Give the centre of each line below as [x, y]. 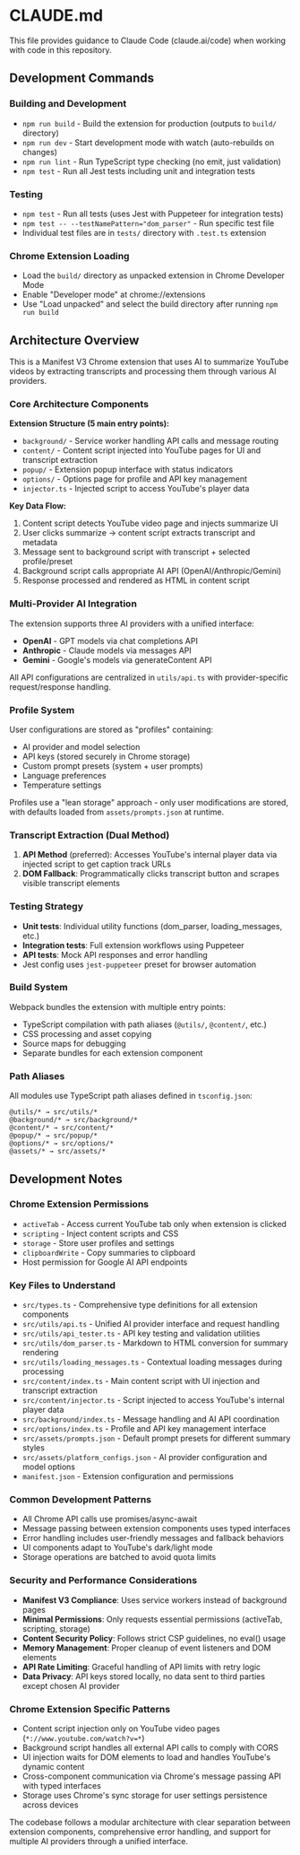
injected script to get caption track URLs [97, 864]
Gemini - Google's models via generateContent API [117, 659]
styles [33, 1448]
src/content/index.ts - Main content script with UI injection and [141, 1381]
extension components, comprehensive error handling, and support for [140, 1832]
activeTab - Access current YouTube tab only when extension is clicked [154, 1224]
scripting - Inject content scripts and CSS [100, 1233]
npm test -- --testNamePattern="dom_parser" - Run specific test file [148, 223]
